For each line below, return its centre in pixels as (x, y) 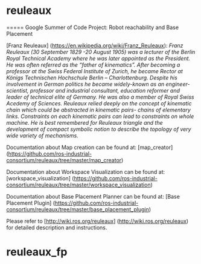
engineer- (178, 84)
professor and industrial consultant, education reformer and (105, 90)
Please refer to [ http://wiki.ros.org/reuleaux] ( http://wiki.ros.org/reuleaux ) (97, 221)
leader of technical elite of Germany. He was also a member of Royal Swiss (100, 97)
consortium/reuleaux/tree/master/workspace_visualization (78, 185)
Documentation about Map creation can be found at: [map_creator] (90, 147)
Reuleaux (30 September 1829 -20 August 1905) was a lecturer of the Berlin (101, 51)
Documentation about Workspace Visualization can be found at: (85, 172)
